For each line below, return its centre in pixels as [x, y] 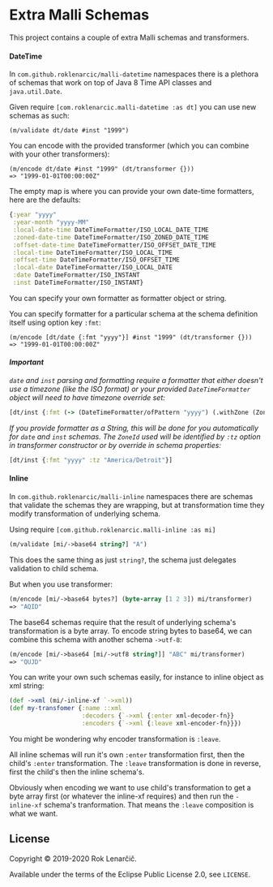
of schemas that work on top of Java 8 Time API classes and [111, 83]
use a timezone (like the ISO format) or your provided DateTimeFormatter [130, 389]
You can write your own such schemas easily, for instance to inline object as [136, 677]
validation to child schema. [54, 568]
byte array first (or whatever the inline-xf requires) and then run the [122, 796]
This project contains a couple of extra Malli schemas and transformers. [129, 37]
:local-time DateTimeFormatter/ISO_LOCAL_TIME [93, 252]
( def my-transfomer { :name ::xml [66, 708]
